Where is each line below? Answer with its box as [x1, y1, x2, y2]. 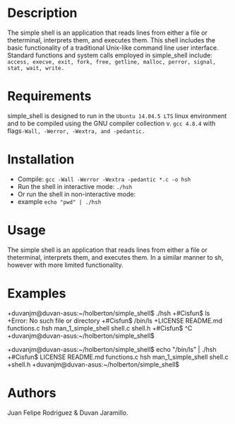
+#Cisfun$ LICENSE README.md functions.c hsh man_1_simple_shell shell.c [7, 353, 229, 361]
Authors [7, 384, 56, 401]
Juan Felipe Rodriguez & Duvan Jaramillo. [7, 408, 128, 417]
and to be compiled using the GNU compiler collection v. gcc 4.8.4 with [7, 119, 216, 127]
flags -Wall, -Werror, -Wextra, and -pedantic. [7, 126, 145, 135]
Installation [7, 151, 75, 168]
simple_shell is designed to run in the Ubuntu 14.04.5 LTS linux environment [7, 111, 227, 120]
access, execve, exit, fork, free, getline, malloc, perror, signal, [7, 58, 217, 65]
